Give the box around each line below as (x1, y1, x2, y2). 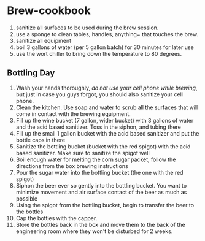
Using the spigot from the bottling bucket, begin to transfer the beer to (15, 201, 195, 208)
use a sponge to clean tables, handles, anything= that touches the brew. (15, 30, 199, 37)
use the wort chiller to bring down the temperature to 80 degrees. (15, 50, 182, 57)
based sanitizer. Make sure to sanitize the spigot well (15, 149, 150, 156)
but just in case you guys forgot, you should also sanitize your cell (15, 90, 184, 98)
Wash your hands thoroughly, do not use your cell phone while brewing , (15, 84, 198, 91)
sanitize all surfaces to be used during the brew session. (15, 24, 159, 31)
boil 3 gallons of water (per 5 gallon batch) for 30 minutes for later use (15, 44, 194, 51)
